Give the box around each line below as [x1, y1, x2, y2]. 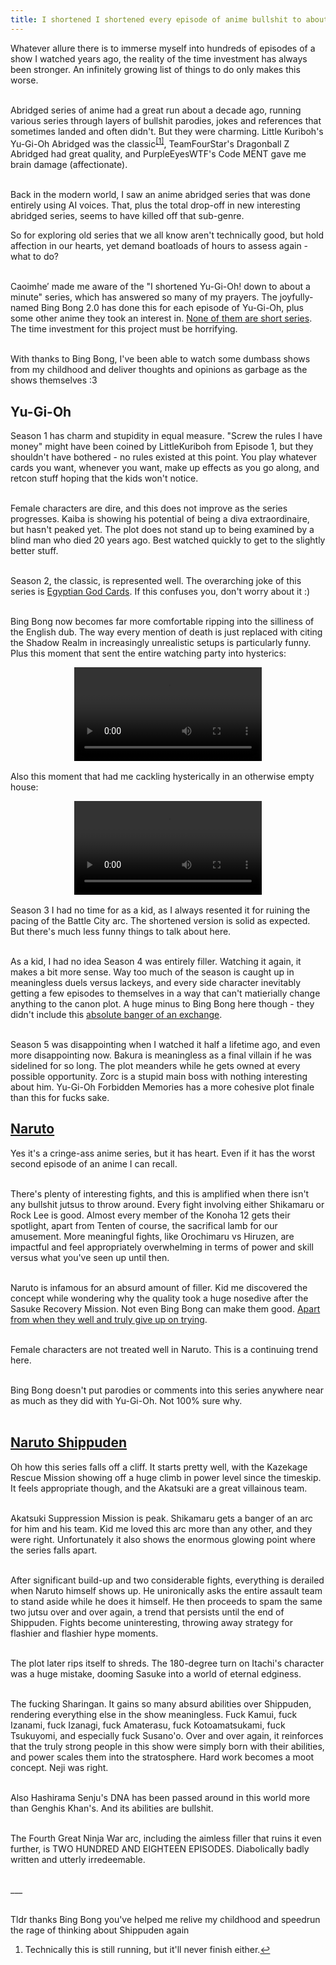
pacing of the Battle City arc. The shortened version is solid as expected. [10, 915, 311, 927]
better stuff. [10, 545, 59, 557]
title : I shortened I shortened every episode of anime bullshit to [10, 14, 302, 25]
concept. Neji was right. [10, 1761, 109, 1773]
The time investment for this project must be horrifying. [10, 323, 238, 335]
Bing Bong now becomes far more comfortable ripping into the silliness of [10, 616, 315, 628]
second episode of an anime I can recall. [10, 1157, 178, 1170]
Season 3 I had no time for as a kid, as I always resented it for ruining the [10, 904, 311, 916]
